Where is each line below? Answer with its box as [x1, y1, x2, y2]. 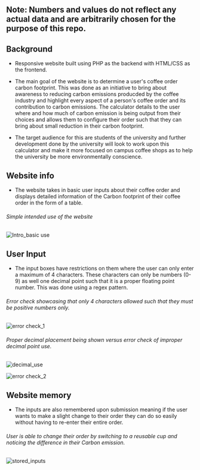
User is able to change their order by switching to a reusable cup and [6, 432, 177, 439]
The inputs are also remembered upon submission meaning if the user [14, 406, 188, 413]
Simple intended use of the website [6, 213, 93, 220]
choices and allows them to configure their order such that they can [14, 116, 182, 123]
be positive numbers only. [6, 304, 70, 311]
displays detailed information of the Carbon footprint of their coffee [14, 193, 181, 200]
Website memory [6, 390, 72, 400]
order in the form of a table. [14, 199, 83, 206]
